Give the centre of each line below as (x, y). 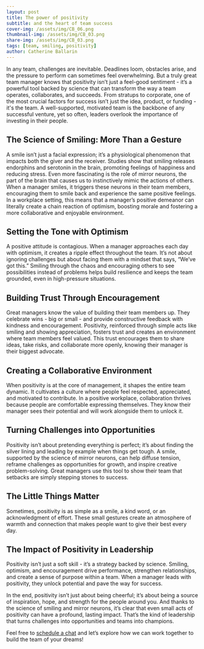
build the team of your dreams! (45, 639)
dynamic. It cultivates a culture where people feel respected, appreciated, (99, 391)
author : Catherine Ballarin (42, 52)
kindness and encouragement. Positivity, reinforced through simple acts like (101, 326)
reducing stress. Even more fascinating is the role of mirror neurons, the (97, 174)
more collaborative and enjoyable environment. (65, 212)
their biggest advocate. (35, 351)
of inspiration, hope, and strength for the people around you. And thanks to (100, 602)
